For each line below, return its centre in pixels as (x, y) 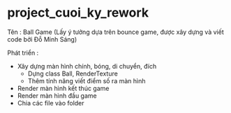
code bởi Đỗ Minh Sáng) (42, 39)
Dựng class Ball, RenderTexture (73, 73)
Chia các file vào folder (51, 103)
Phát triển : (23, 53)
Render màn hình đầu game (57, 96)
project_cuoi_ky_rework (78, 13)
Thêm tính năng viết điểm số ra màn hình (87, 80)
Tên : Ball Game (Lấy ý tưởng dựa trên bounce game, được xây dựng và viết (116, 32)
